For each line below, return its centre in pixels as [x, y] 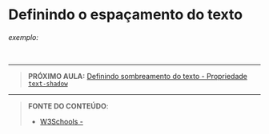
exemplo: [23, 37]
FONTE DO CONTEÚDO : [68, 106]
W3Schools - [62, 122]
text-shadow [48, 84]
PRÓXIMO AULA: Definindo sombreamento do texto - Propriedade [138, 77]
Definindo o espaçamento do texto [125, 15]
